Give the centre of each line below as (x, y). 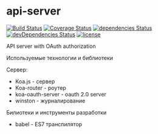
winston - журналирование (50, 101)
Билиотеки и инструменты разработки (57, 112)
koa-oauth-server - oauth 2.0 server (60, 94)
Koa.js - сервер (35, 81)
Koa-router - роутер (41, 88)
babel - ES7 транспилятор (49, 124)
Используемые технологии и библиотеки (60, 58)
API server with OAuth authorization (51, 46)
